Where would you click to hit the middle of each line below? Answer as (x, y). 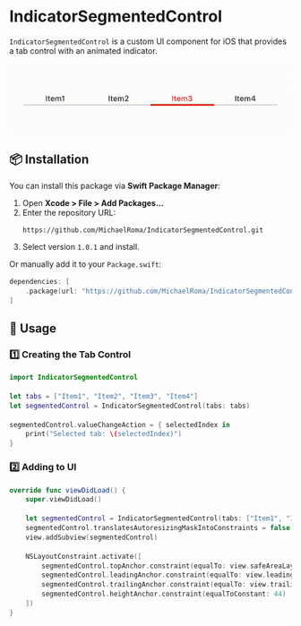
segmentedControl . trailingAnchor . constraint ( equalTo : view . (156, 585)
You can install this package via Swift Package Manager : (115, 185)
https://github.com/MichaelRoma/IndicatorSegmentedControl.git (143, 230)
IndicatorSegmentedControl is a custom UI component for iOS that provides (148, 41)
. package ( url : (52, 291)
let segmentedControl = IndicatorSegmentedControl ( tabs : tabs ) (130, 406)
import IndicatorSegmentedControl (74, 378)
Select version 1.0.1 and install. (81, 246)
